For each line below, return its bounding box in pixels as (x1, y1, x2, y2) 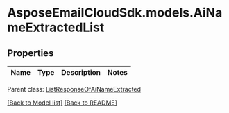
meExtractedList (7, 19, 105, 35)
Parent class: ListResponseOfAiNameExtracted (7, 85, 141, 93)
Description (61, 68, 101, 77)
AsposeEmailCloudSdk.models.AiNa (7, 5, 223, 21)
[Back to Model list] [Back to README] (7, 98, 118, 107)
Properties (7, 47, 54, 59)
